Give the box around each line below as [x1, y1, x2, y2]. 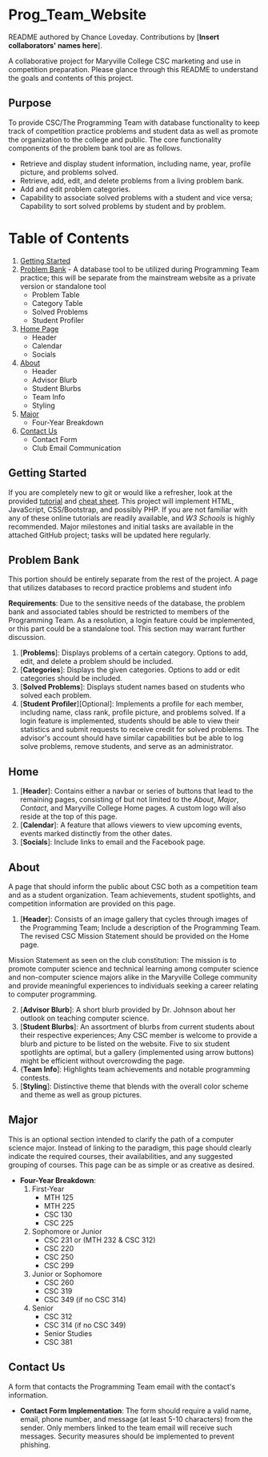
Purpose [8, 96, 52, 110]
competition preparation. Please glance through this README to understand [8, 64, 258, 74]
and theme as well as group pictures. [19, 1089, 142, 1099]
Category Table [31, 298, 83, 308]
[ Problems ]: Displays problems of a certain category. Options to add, [19, 648, 248, 658]
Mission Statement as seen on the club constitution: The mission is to [8, 955, 237, 964]
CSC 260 [43, 1278, 74, 1287]
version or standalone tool [19, 281, 106, 291]
